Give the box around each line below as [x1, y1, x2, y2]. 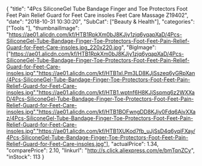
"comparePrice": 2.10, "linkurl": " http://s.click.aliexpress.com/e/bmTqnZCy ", [6, 147, 195, 154]
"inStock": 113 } [6, 153, 45, 160]
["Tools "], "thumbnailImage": [6, 24, 80, 32]
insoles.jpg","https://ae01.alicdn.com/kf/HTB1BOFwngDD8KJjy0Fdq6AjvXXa [6, 108, 196, 115]
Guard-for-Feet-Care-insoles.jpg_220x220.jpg [6, 44, 122, 51]
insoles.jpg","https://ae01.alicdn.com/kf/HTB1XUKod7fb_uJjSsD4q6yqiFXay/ [6, 127, 195, 134]
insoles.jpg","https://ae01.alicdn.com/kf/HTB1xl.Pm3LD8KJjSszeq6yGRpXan [6, 70, 195, 76]
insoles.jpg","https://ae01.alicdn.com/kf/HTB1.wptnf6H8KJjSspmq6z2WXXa [6, 89, 195, 96]
